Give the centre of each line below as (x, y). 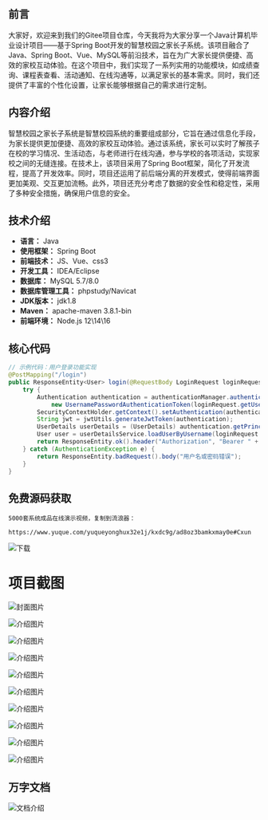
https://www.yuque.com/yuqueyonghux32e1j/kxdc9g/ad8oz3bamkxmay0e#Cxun (130, 533)
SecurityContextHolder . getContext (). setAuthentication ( (132, 412)
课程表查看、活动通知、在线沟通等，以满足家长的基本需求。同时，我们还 (141, 75)
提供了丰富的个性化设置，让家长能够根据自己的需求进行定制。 (110, 85)
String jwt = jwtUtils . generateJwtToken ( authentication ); (135, 420)
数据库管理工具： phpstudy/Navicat (78, 291)
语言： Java (39, 241)
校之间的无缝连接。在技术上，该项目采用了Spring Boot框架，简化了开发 (126, 163)
